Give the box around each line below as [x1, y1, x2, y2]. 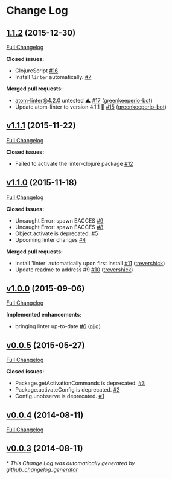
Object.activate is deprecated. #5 [14, 230, 98, 237]
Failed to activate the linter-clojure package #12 [14, 160, 134, 167]
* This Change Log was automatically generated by [6, 459, 135, 466]
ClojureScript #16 [14, 67, 59, 74]
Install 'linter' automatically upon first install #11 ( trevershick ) [14, 259, 165, 267]
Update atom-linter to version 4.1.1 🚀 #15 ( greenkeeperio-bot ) [14, 103, 167, 110]
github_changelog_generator [6, 466, 78, 473]
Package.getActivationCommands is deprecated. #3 [14, 379, 145, 387]
